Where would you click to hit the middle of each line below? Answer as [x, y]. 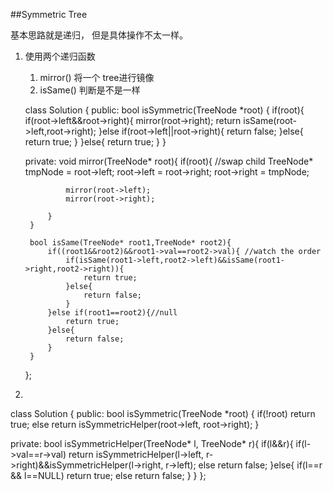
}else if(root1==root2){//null [112, 313]
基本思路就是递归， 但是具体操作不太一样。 [99, 35]
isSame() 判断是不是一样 [90, 90]
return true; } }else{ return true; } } [95, 142]
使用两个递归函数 [60, 56]
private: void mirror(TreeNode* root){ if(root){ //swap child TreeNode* [169, 161]
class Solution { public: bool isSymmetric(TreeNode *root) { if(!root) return [163, 413]
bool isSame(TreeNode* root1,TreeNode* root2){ [130, 243]
